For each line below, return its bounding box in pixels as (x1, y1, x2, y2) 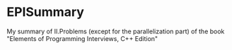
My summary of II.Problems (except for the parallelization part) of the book (6, 27, 225, 35)
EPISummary (6, 4, 84, 20)
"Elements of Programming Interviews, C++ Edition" (6, 34, 158, 42)
